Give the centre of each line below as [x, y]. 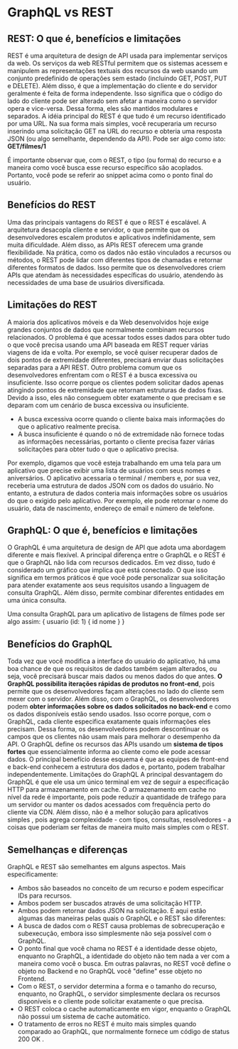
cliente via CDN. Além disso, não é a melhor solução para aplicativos [108, 812]
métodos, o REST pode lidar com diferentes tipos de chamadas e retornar [115, 259]
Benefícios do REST [52, 205]
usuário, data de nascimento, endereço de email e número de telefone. [111, 508]
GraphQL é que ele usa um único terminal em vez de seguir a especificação [118, 782]
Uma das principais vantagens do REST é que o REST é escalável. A [107, 222]
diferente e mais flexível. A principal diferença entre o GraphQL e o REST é [117, 555]
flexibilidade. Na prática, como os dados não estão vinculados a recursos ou [119, 252]
